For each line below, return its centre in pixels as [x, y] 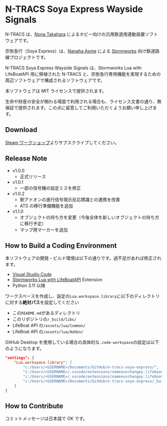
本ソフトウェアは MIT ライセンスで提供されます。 [56, 91]
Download [21, 130]
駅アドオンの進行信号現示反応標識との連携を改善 [70, 199]
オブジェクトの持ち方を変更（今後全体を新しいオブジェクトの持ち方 [89, 217]
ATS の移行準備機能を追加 [46, 206]
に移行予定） [33, 223]
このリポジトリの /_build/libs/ [44, 319]
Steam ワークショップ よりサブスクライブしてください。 [62, 142]
